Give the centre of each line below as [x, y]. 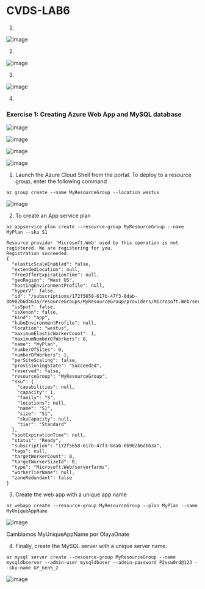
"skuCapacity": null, [45, 419]
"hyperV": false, [34, 291]
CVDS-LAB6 [38, 11]
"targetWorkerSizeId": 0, [45, 462]
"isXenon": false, [35, 313]
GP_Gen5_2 [46, 568]
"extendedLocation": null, [46, 270]
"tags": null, [30, 451]
